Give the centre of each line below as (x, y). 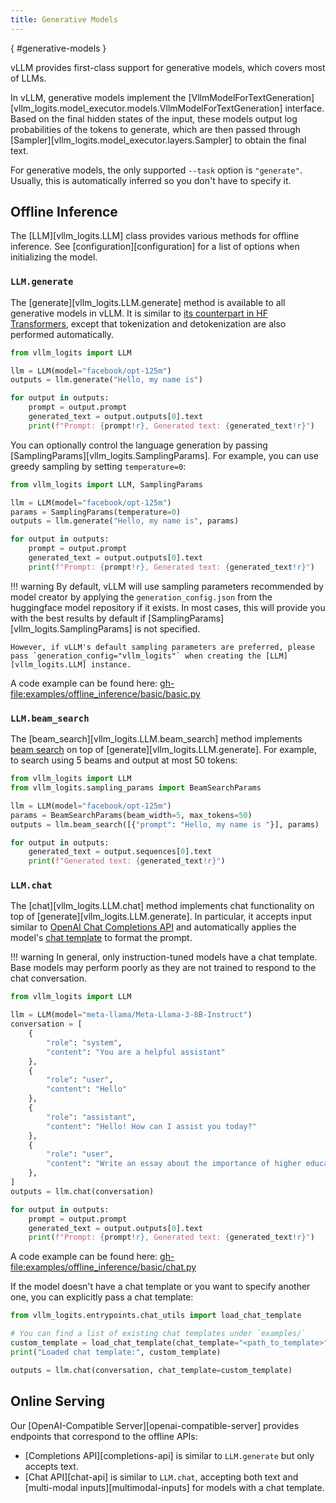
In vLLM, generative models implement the (98, 97)
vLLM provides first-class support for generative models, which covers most (168, 67)
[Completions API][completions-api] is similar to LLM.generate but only (169, 1455)
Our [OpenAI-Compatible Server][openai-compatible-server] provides (155, 1425)
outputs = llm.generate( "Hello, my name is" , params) (125, 521)
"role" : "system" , (84, 1042)
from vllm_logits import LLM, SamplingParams (106, 484)
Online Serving (57, 1401)
